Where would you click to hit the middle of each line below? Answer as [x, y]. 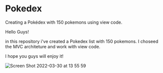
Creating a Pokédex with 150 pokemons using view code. [64, 22]
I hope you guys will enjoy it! [34, 56]
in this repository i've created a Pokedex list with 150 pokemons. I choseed [82, 41]
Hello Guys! [17, 32]
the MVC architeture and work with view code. [53, 46]
